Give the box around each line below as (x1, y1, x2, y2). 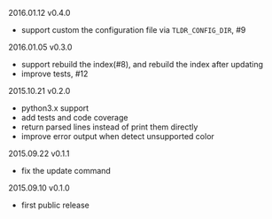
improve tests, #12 (20, 68, 89, 79)
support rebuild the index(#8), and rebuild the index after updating (20, 59, 263, 69)
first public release (20, 199, 89, 210)
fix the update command (20, 166, 112, 176)
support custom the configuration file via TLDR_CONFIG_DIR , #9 (20, 25, 246, 35)
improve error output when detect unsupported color (20, 131, 214, 141)
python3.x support (20, 103, 89, 113)
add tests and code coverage (20, 113, 128, 122)
